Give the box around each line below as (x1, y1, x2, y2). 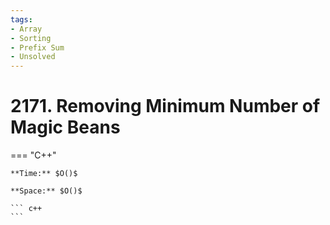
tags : (10, 14, 33, 25)
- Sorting (10, 33, 52, 43)
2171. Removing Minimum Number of (10, 95, 321, 118)
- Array (10, 24, 43, 34)
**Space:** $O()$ (10, 186, 83, 196)
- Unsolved (10, 52, 56, 62)
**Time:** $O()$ (10, 169, 78, 179)
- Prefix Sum (10, 42, 65, 53)
